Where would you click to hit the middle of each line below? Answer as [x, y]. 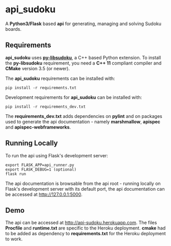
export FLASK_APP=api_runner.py [40, 165]
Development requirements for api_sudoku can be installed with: [74, 97]
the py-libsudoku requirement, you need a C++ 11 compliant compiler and [83, 63]
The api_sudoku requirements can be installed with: [60, 78]
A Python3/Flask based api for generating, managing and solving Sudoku [83, 24]
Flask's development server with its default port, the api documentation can [85, 189]
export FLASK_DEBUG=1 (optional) [41, 169]
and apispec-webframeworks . [38, 127]
